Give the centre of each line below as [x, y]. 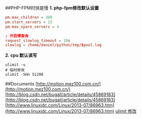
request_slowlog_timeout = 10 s [38, 40]
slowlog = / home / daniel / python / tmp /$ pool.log [53, 45]
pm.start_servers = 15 [29, 22]
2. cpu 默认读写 [21, 55]
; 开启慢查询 [17, 36]
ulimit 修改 [126, 111]
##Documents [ [21, 84]
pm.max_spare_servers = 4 [32, 27]
